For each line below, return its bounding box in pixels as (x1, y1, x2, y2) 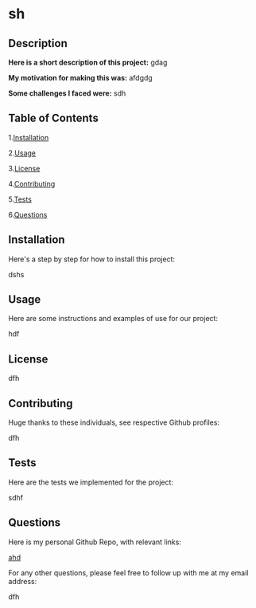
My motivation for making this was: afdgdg (8, 73, 153, 82)
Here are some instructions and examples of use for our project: (8, 314, 219, 324)
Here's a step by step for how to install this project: (8, 254, 175, 264)
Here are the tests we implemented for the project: (8, 477, 173, 487)
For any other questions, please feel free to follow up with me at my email (8, 567, 249, 578)
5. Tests (8, 194, 32, 204)
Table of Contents (8, 112, 99, 125)
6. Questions (8, 210, 48, 219)
